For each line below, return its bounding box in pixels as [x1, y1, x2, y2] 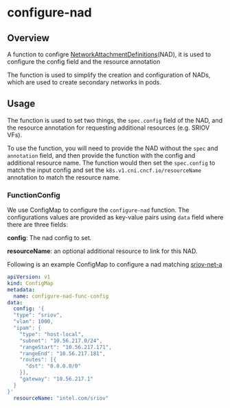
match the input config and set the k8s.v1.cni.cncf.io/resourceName [7, 166, 202, 174]
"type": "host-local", [19, 331, 84, 337]
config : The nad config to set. [7, 234, 92, 242]
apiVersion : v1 [7, 274, 51, 280]
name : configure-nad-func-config [13, 293, 109, 300]
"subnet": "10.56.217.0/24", [19, 337, 103, 344]
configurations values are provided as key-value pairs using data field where [7, 213, 224, 221]
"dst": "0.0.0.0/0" [25, 363, 81, 370]
